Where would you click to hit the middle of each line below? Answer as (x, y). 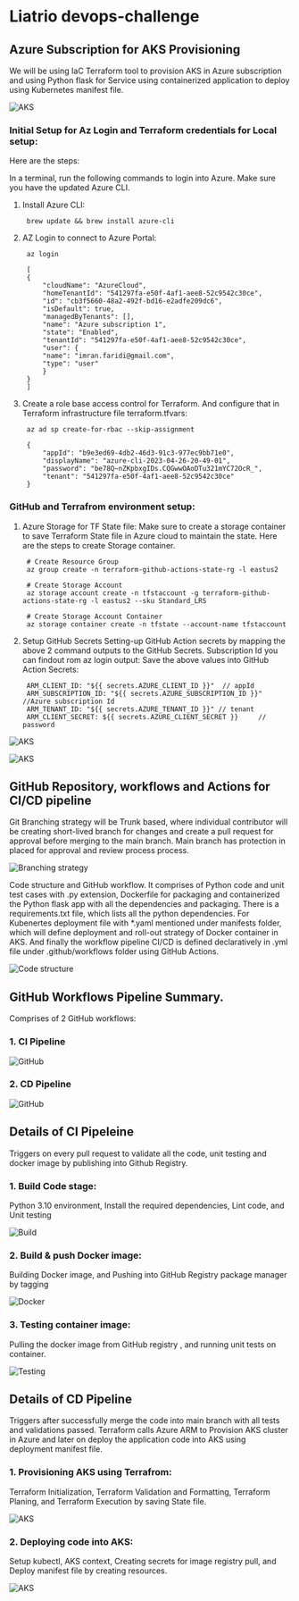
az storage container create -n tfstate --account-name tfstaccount (157, 624)
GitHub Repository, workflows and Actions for (140, 787)
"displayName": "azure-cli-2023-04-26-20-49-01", (137, 461)
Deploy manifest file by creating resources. (88, 1571)
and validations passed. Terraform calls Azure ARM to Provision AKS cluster (149, 1430)
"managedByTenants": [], (89, 317)
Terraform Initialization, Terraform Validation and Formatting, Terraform (140, 1492)
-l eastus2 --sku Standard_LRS (149, 600)
